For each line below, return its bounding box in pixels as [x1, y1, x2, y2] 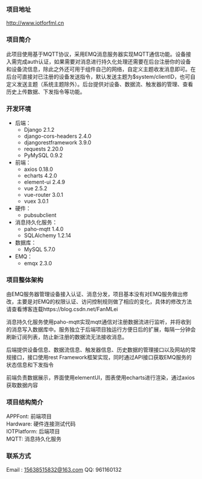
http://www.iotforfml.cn [6, 19, 64, 26]
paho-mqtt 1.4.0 [23, 225, 64, 232]
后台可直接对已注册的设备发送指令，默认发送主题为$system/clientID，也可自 [6, 73, 196, 80]
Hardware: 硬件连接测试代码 [6, 420, 76, 428]
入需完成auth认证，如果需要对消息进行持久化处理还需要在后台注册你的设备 [6, 58, 191, 65]
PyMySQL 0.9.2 [23, 152, 63, 159]
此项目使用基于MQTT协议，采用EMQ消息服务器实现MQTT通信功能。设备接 [6, 50, 191, 58]
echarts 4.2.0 [23, 172, 57, 179]
